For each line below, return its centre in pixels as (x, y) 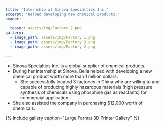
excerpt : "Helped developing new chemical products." (63, 14)
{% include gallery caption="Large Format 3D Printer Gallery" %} (72, 118)
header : (13, 19)
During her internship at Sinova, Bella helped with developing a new (82, 71)
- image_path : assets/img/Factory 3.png (52, 42)
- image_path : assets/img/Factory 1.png (52, 38)
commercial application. (45, 97)
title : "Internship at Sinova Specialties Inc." (57, 10)
